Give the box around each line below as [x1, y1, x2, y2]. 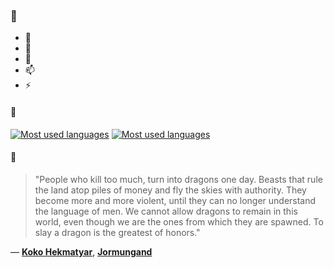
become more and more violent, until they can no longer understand [34, 194, 317, 206]
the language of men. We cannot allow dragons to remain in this [34, 205, 298, 217]
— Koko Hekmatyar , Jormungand [10, 245, 153, 258]
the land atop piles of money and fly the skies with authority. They [34, 184, 307, 196]
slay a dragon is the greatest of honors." [34, 226, 201, 238]
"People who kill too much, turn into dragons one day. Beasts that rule [34, 173, 323, 185]
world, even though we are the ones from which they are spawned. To [34, 215, 324, 228]
